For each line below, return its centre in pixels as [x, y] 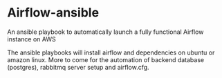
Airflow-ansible [53, 13]
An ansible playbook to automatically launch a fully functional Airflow [105, 32]
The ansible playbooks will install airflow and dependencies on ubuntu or [111, 52]
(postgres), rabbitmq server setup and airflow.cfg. [78, 67]
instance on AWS [32, 39]
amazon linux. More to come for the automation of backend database [106, 59]
